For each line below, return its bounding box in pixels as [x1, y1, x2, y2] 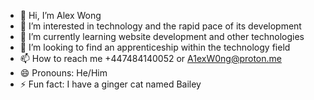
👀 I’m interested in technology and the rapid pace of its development [19, 20, 302, 32]
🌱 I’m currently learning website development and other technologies [19, 31, 305, 42]
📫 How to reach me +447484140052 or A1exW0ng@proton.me [19, 53, 282, 64]
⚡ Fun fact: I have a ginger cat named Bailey [19, 78, 202, 90]
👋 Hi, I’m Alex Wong [19, 10, 102, 21]
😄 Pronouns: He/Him [19, 67, 108, 79]
